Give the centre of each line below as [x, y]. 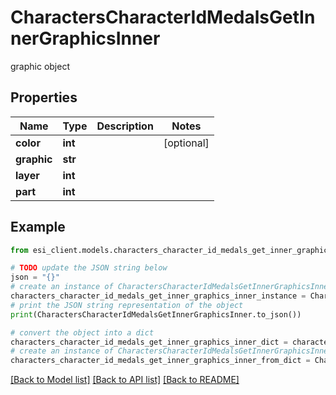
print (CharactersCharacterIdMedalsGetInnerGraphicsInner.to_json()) [156, 314]
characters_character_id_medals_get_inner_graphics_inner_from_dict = [160, 361]
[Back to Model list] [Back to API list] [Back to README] [125, 380]
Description [125, 126]
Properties [44, 97]
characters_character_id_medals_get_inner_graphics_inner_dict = [149, 342]
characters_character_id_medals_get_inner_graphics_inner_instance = [158, 296]
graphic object [40, 66]
